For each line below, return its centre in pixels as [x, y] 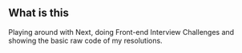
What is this [39, 13]
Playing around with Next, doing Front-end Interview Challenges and [121, 32]
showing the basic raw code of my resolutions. [85, 40]
